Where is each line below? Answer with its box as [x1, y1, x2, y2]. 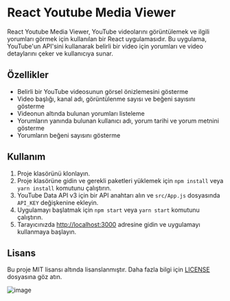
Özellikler [7, 69, 49, 81]
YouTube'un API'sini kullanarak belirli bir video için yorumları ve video [7, 42, 204, 50]
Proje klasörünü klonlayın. [16, 169, 91, 178]
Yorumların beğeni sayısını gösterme [16, 131, 121, 139]
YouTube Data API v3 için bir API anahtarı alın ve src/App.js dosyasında [16, 191, 220, 200]
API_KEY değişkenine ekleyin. [16, 198, 99, 206]
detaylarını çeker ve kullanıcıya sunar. [7, 49, 113, 58]
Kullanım [7, 151, 46, 162]
